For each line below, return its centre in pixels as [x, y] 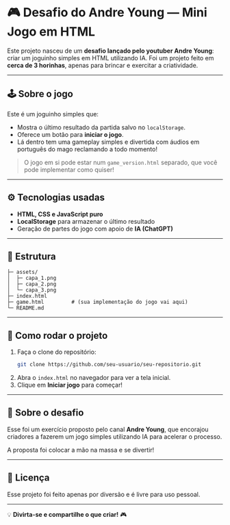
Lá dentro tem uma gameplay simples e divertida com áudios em [108, 142]
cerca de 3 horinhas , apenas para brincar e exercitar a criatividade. [103, 65]
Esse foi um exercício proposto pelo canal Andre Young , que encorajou [108, 429]
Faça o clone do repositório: [56, 352]
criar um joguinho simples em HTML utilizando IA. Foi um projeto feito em [111, 57]
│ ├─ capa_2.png [32, 284]
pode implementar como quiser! [69, 169]
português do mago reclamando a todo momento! [87, 149]
